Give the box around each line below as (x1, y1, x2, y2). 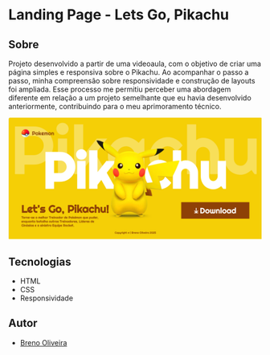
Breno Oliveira (19, 337, 67, 347)
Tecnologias (8, 255, 72, 268)
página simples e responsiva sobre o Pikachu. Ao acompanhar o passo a (8, 67, 249, 77)
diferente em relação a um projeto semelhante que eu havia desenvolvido (8, 93, 252, 102)
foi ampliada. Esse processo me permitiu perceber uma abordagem (8, 84, 231, 94)
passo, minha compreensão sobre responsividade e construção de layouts (8, 76, 256, 85)
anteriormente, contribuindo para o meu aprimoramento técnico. (8, 102, 222, 111)
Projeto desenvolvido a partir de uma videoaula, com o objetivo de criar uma (8, 59, 261, 68)
